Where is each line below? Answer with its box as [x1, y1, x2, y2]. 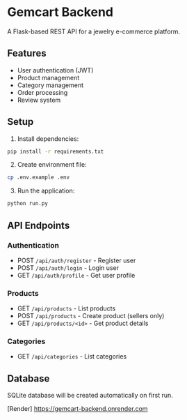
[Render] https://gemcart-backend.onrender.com [7, 405, 148, 413]
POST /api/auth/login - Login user [17, 263, 120, 272]
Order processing [17, 88, 68, 96]
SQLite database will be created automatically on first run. [7, 391, 174, 400]
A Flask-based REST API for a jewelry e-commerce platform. [7, 27, 181, 36]
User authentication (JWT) [17, 66, 94, 74]
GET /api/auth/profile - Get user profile [17, 271, 136, 279]
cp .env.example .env [7, 174, 70, 181]
